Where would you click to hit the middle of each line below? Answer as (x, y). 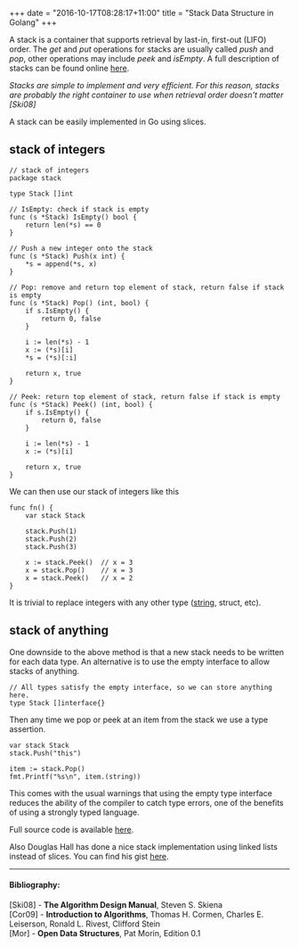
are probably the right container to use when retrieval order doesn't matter (146, 95)
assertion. (28, 729)
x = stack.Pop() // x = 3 (79, 570)
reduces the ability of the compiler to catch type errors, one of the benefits (146, 802)
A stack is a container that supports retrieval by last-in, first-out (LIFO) (138, 40)
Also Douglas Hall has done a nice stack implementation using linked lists (144, 846)
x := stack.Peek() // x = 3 (79, 562)
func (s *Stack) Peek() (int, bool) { (81, 404)
